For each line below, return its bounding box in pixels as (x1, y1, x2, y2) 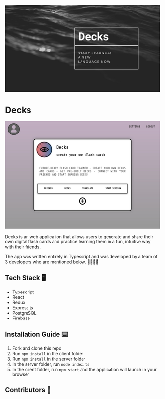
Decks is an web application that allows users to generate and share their (5, 234, 154, 239)
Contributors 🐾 (5, 386, 52, 394)
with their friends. (5, 244, 41, 250)
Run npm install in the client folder (12, 350, 83, 356)
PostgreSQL (12, 310, 37, 316)
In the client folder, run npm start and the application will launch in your (12, 366, 157, 372)
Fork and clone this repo (12, 346, 62, 351)
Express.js (12, 305, 33, 311)
